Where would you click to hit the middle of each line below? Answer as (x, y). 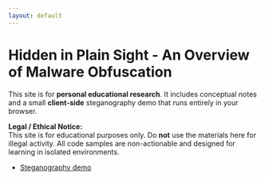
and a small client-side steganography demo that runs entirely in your (123, 102)
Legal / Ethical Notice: (45, 126)
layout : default (35, 16)
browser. (23, 111)
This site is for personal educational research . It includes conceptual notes (132, 94)
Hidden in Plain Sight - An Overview (129, 55)
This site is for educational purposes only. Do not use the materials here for (132, 135)
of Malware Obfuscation (90, 72)
